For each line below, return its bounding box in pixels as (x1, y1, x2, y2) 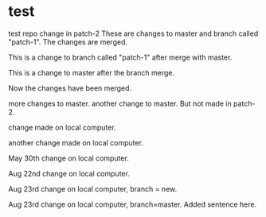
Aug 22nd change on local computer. (8, 169, 130, 178)
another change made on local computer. (8, 138, 143, 147)
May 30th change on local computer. (8, 153, 129, 163)
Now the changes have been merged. (8, 83, 132, 93)
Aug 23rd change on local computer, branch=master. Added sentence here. (8, 200, 257, 209)
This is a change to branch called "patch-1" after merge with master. (8, 52, 233, 62)
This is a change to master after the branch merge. (8, 68, 175, 77)
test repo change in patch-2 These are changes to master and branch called (8, 29, 259, 38)
